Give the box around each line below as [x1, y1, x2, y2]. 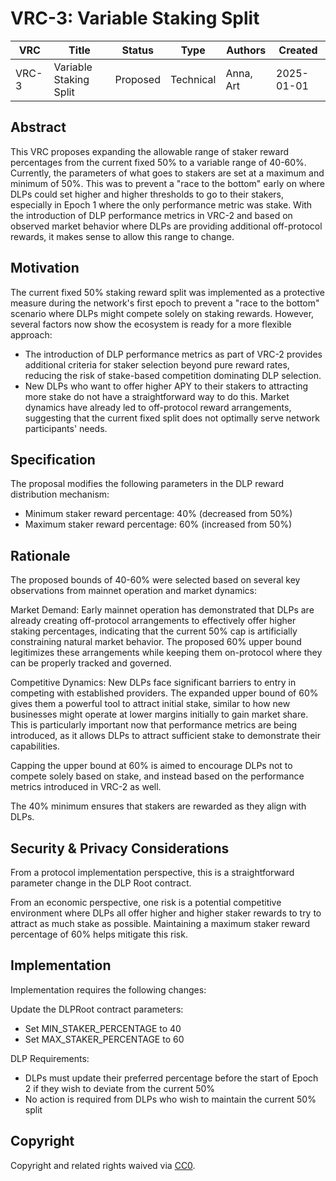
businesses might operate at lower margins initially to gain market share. [10, 708, 309, 721]
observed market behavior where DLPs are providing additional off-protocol [10, 220, 323, 232]
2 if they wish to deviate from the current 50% [24, 1082, 216, 1094]
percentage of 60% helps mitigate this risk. [10, 928, 188, 940]
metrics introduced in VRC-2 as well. [10, 781, 162, 793]
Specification [10, 451, 96, 468]
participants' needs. [24, 422, 108, 434]
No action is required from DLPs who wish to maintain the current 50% [24, 1093, 317, 1105]
